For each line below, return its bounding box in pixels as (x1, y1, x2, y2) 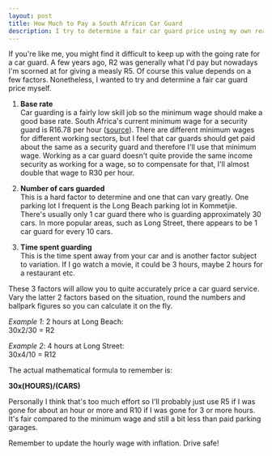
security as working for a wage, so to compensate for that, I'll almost (19, 160, 249, 169)
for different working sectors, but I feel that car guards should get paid (19, 134, 256, 143)
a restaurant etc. (19, 268, 75, 278)
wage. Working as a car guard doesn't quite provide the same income (19, 151, 253, 160)
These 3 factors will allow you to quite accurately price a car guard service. (8, 284, 260, 294)
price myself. (8, 83, 52, 93)
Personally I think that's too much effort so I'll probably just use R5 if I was (8, 397, 256, 407)
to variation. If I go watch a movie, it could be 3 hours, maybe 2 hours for (19, 260, 263, 270)
